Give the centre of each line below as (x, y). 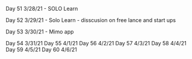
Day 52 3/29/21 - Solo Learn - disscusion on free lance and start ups (91, 20)
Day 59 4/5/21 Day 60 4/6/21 (42, 49)
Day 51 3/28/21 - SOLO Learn (42, 9)
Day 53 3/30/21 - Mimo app (40, 32)
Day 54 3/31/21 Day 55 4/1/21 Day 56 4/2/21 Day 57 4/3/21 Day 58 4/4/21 (96, 43)
